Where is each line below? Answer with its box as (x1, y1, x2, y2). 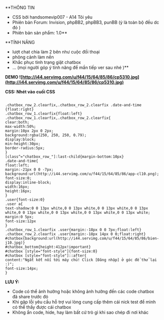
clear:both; (5, 120, 29, 125)
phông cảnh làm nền (12, 54, 54, 60)
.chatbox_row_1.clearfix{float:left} (5, 111, 82, 116)
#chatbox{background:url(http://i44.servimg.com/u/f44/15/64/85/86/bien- (5, 236, 160, 241)
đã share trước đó (12, 294, 49, 299)
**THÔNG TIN (5, 5, 35, 10)
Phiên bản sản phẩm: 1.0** (12, 30, 68, 35)
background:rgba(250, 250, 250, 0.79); (5, 133, 87, 138)
